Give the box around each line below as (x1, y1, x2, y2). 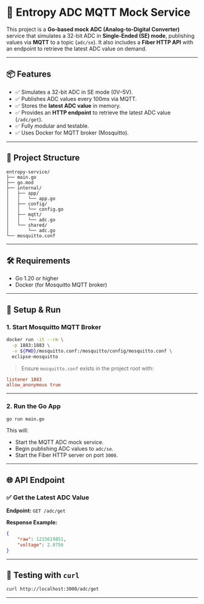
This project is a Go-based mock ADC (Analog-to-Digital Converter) (6, 26, 180, 33)
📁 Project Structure (6, 153, 80, 163)
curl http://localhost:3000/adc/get (6, 586, 99, 592)
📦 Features (6, 69, 52, 80)
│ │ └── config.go (6, 206, 64, 212)
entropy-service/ (6, 168, 50, 175)
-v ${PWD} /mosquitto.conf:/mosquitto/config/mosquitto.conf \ (12, 348, 172, 354)
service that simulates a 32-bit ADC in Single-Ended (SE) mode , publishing (6, 32, 195, 39)
